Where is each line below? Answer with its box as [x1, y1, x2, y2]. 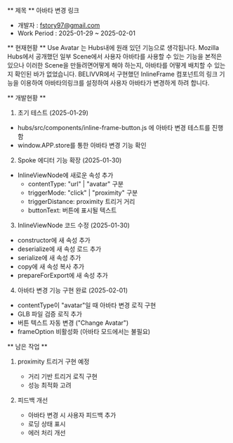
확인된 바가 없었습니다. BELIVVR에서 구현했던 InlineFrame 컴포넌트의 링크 [14, 70, 218, 78]
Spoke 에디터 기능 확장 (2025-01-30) [17, 156, 122, 164]
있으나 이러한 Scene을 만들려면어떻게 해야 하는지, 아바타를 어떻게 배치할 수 [7, 61, 213, 69]
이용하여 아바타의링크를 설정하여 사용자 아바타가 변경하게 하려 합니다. [20, 79, 210, 86]
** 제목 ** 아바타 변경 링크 [7, 6, 79, 14]
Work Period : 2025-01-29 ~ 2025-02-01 [17, 29, 135, 37]
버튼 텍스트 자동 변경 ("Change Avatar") [17, 319, 129, 327]
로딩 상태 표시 [27, 420, 66, 428]
